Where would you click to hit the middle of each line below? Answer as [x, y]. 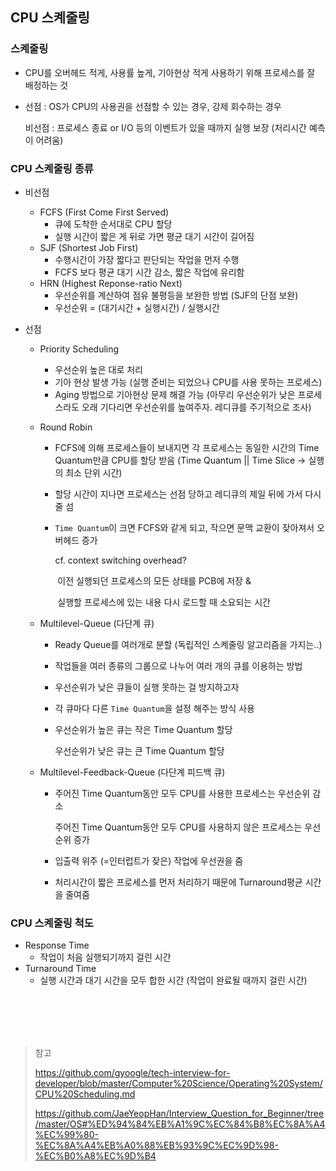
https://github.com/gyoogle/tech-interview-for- [132, 1073]
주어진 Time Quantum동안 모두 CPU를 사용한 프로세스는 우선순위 [182, 793]
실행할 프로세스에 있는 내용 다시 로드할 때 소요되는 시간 [164, 602]
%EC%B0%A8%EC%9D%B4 [95, 1156]
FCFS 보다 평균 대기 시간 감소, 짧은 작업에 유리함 [149, 272]
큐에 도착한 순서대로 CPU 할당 [113, 224]
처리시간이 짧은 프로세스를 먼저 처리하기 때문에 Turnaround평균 [178, 882]
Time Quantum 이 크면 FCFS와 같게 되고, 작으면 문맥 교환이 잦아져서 [184, 527]
